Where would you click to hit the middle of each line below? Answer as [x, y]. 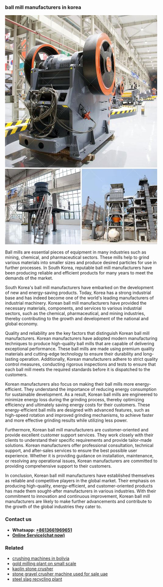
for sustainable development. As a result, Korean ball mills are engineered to [81, 394]
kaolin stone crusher [33, 568]
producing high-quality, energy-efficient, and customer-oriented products [79, 486]
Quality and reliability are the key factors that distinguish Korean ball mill [77, 333]
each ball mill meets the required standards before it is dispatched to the [78, 370]
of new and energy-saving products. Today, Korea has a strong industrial [78, 293]
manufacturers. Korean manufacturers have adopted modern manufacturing [81, 338]
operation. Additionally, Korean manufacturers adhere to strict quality [89, 359]
